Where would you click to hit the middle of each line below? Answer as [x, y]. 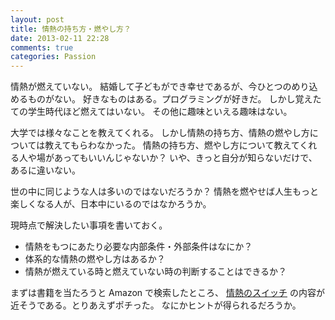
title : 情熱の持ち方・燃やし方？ [71, 29]
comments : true [42, 47]
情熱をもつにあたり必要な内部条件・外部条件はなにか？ [138, 247]
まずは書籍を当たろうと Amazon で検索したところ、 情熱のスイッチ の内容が [167, 293]
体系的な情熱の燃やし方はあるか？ [95, 259]
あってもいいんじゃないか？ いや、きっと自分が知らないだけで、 [185, 158]
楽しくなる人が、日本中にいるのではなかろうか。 [111, 204]
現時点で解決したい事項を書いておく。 [89, 225]
